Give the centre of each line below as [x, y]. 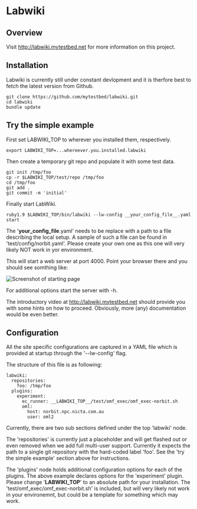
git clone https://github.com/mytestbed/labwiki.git [72, 97]
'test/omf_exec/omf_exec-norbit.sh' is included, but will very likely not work [98, 488]
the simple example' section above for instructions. [68, 458]
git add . [18, 187]
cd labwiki [19, 102]
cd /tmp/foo [21, 182]
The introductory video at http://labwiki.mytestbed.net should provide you [96, 301]
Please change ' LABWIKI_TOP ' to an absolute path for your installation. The [98, 482]
